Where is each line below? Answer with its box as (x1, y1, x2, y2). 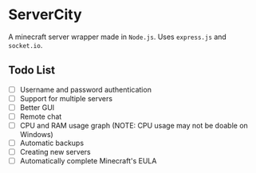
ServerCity (8, 6, 82, 24)
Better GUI (19, 102, 55, 112)
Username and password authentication (19, 85, 152, 94)
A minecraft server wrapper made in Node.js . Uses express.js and (8, 32, 227, 41)
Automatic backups (19, 138, 85, 148)
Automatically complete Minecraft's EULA (19, 156, 157, 166)
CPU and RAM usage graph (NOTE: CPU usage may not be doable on (19, 121, 249, 130)
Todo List (8, 64, 56, 77)
